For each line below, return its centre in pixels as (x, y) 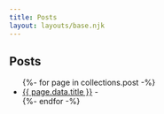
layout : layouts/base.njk (57, 26)
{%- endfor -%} (51, 102)
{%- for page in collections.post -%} (89, 83)
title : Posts (33, 17)
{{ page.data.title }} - (60, 92)
